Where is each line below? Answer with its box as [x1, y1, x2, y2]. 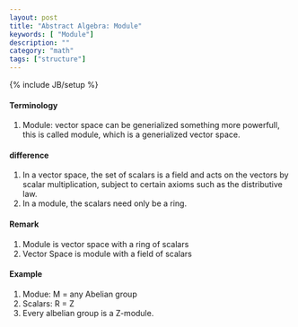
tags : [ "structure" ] [9, 55, 87, 64]
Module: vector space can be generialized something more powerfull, [22, 120, 280, 131]
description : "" [9, 38, 70, 47]
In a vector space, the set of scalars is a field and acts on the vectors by [22, 169, 289, 180]
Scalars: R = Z [22, 297, 74, 309]
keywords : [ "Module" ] [9, 30, 94, 39]
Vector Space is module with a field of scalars [22, 248, 193, 259]
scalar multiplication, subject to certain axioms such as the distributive [22, 179, 283, 190]
